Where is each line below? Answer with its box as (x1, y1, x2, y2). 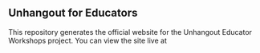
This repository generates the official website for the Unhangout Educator (8, 27, 253, 36)
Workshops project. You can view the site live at (8, 36, 167, 45)
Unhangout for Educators (8, 6, 138, 20)
